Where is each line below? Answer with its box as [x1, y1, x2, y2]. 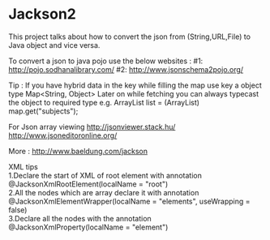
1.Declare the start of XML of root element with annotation [8, 170, 203, 180]
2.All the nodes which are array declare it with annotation [8, 187, 199, 197]
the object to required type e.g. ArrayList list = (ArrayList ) [8, 97, 200, 107]
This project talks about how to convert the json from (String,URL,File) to [8, 32, 251, 41]
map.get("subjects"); [8, 106, 79, 116]
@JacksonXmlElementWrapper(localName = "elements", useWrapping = [8, 196, 251, 206]
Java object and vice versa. [8, 40, 101, 49]
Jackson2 [8, 5, 77, 24]
